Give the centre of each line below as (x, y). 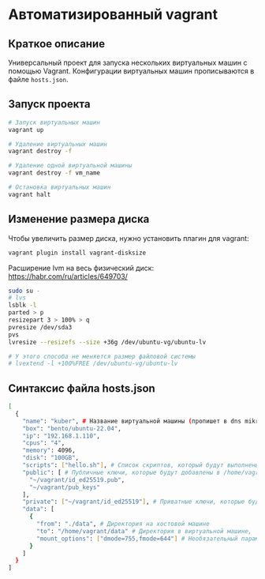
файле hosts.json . (38, 79)
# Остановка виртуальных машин (60, 187)
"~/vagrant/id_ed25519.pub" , (77, 479)
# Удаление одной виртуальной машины (70, 166)
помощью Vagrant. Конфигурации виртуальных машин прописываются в (131, 71)
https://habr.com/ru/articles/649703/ (68, 276)
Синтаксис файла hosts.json (82, 388)
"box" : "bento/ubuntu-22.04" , (72, 428)
